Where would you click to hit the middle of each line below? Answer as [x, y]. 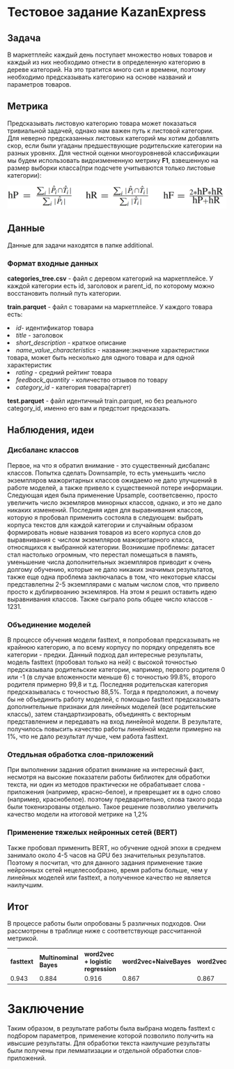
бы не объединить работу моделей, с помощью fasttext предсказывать [114, 699]
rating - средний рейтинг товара [64, 373]
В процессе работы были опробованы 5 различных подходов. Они [107, 924]
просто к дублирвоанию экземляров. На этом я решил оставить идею [112, 591]
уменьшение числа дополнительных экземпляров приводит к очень [109, 562]
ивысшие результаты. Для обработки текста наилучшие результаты [109, 1043]
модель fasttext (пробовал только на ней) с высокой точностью [102, 662]
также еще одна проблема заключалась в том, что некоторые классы [112, 577]
